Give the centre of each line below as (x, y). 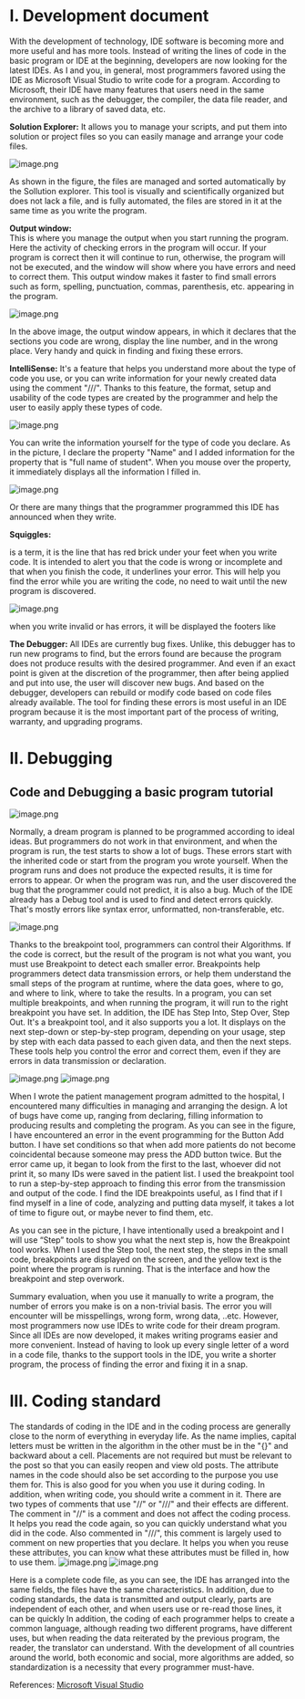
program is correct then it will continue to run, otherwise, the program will (147, 257)
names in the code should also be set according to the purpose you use (144, 1475)
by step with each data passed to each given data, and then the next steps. (150, 1041)
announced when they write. (63, 516)
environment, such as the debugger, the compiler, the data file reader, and (149, 99)
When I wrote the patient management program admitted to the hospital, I (147, 1096)
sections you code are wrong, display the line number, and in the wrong (144, 341)
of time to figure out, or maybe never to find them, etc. (112, 1212)
